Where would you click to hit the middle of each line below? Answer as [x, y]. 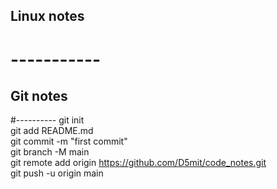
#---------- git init [47, 120]
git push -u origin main [57, 173]
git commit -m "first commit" [69, 141]
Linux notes [47, 16]
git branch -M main [50, 152]
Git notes [39, 95]
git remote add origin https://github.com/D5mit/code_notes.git [138, 163]
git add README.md [52, 131]
